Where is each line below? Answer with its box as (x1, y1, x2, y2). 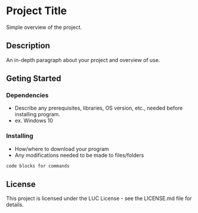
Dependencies (6, 91, 49, 100)
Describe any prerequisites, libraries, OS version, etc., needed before (14, 104, 183, 112)
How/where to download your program (14, 145, 109, 152)
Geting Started (6, 74, 61, 84)
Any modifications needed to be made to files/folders (14, 152, 144, 159)
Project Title (6, 4, 67, 18)
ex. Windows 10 (14, 117, 53, 124)
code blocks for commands (6, 163, 70, 169)
